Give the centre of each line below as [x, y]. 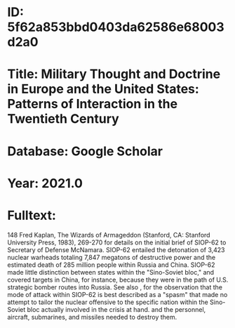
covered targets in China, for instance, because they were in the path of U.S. [118, 280]
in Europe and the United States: [103, 89]
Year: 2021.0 [45, 183]
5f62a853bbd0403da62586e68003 [116, 27]
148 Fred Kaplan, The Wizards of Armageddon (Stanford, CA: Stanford [109, 235]
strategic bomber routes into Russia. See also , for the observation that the [115, 287]
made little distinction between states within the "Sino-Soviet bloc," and [111, 272]
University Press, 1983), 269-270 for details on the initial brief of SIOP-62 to [117, 242]
